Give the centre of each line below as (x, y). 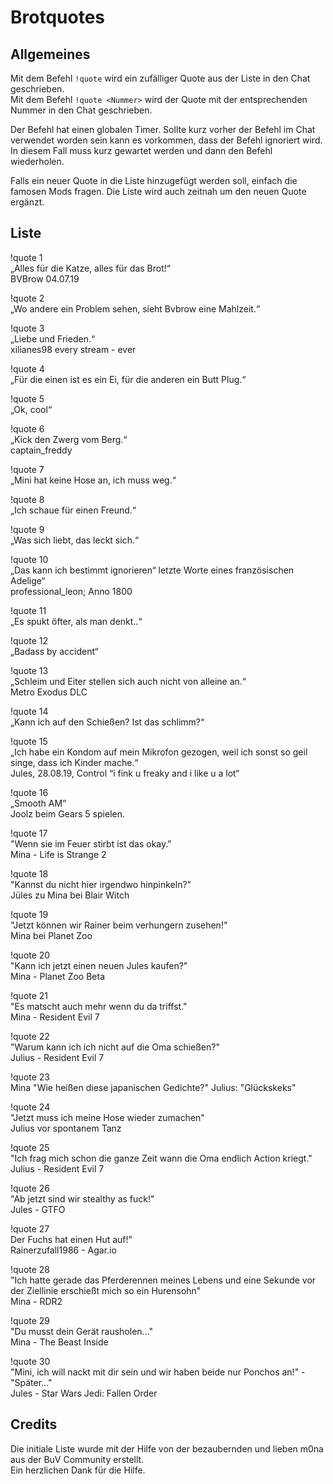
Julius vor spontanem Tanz (66, 1128)
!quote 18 (29, 873)
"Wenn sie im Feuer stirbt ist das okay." (91, 843)
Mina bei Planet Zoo (51, 935)
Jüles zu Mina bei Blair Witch (70, 895)
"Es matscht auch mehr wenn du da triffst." (99, 1006)
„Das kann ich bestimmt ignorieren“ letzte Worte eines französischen (152, 570)
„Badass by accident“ (54, 651)
